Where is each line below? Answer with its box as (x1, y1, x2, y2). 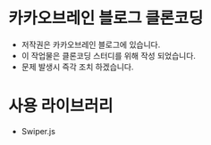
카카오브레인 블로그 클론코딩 (8, 8, 204, 28)
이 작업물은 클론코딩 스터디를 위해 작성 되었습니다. (21, 50, 196, 60)
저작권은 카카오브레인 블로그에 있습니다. (21, 39, 161, 50)
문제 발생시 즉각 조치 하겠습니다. (21, 61, 134, 72)
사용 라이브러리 (8, 96, 114, 117)
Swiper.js (21, 125, 55, 136)
